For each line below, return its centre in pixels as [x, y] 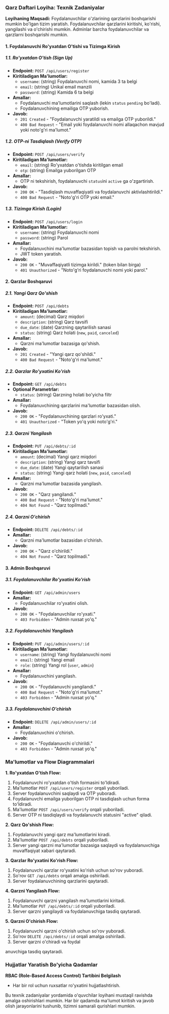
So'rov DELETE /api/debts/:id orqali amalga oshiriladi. [69, 937]
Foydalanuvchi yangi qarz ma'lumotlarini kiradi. [61, 835]
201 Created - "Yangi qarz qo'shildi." [58, 354]
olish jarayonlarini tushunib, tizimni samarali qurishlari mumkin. [70, 1006]
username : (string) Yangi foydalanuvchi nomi [66, 654]
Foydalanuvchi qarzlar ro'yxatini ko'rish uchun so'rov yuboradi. [78, 870]
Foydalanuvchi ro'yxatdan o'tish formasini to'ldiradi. [66, 783]
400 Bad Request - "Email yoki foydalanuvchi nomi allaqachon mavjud [92, 124]
